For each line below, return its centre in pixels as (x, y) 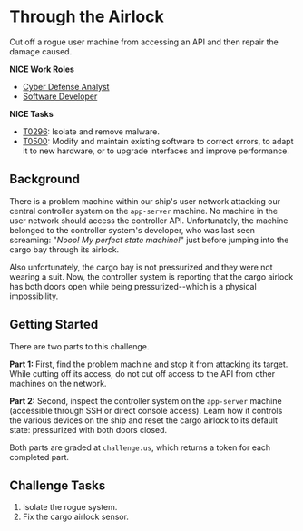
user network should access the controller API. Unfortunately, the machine (149, 221)
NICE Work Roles (42, 69)
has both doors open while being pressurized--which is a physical (133, 286)
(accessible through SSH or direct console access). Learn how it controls (146, 410)
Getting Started (54, 324)
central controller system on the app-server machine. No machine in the (144, 211)
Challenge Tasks (58, 485)
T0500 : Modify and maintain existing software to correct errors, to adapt (158, 141)
